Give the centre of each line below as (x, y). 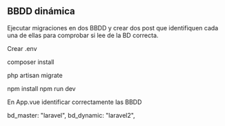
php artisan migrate (35, 75)
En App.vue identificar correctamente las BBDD (75, 102)
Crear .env (22, 48)
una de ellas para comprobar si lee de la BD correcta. (83, 35)
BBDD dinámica (41, 11)
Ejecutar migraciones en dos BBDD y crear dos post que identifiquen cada (113, 28)
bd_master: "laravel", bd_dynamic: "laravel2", (71, 115)
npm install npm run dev (41, 88)
